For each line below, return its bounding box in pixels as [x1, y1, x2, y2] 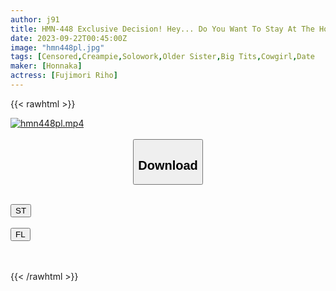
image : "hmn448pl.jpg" [10, 42, 105, 53]
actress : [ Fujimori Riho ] [10, 71, 118, 81]
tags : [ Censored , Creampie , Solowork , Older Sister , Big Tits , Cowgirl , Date [10, 52, 315, 62]
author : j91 [10, 14, 60, 25]
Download [138, 157, 198, 173]
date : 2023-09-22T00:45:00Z [10, 33, 128, 43]
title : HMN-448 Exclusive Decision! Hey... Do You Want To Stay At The [10, 24, 315, 34]
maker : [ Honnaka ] [10, 61, 83, 71]
